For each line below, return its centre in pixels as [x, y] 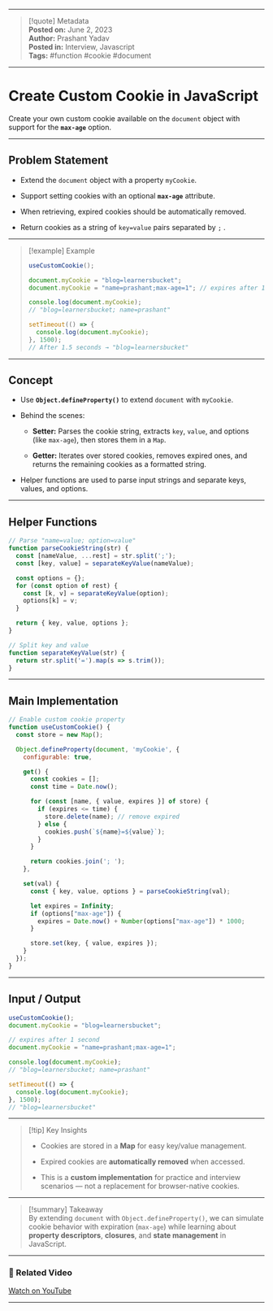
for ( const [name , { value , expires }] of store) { [119, 802]
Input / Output [45, 999]
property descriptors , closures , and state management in [127, 1235]
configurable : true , [58, 757]
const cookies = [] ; [65, 779]
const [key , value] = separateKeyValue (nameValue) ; [105, 563]
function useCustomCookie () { [60, 727]
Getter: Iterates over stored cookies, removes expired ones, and [140, 455]
